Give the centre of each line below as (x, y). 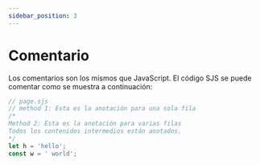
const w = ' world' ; (43, 154)
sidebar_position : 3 (43, 16)
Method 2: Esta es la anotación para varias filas (95, 124)
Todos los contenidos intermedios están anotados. (95, 131)
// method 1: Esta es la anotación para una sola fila (102, 109)
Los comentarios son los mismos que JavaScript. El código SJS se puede (130, 78)
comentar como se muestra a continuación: (80, 86)
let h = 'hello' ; (37, 146)
